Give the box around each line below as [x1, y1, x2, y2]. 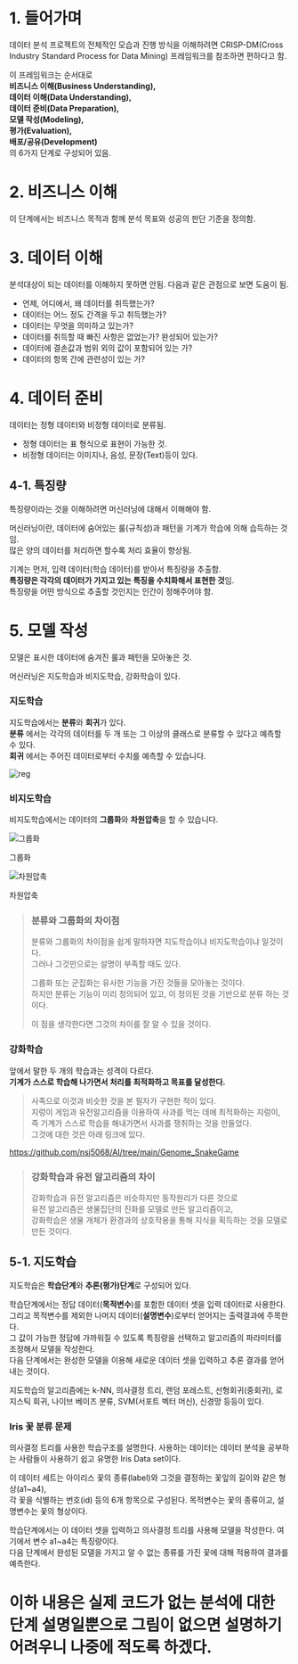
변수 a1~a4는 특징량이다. [32, 1536, 119, 1547]
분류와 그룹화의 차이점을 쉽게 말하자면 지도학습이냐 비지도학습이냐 [30, 936, 260, 947]
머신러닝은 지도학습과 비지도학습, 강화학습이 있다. [9, 671, 181, 681]
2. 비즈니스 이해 [9, 182, 117, 202]
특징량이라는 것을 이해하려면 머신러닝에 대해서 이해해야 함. [9, 503, 212, 514]
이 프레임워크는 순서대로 [9, 69, 93, 80]
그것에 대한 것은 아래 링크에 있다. [30, 1129, 145, 1140]
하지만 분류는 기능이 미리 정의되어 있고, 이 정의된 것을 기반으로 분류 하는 [30, 989, 280, 1000]
